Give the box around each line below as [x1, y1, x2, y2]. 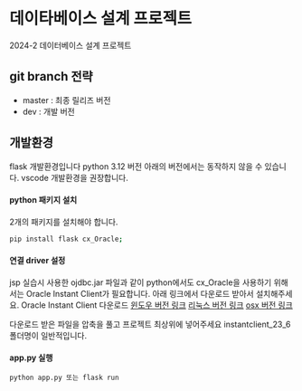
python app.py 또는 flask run [9, 373, 119, 383]
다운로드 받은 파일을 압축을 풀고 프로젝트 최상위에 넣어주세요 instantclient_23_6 [9, 319, 291, 329]
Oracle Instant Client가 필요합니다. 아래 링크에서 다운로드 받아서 [25, 288, 255, 299]
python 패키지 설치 [9, 195, 78, 205]
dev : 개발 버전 [22, 106, 75, 117]
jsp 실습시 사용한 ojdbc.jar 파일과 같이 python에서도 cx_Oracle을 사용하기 [9, 277, 272, 288]
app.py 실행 [9, 352, 53, 363]
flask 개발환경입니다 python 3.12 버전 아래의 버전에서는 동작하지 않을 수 [9, 160, 263, 172]
